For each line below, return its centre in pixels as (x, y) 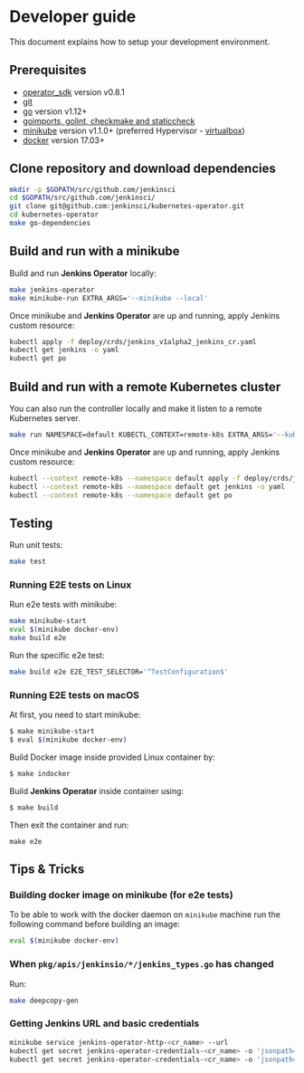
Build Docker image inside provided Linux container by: (112, 757)
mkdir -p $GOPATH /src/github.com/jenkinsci (93, 189)
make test (28, 562)
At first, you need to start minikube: (75, 715)
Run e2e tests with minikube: (63, 605)
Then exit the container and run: (69, 825)
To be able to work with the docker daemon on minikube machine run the (145, 915)
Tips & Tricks (47, 870)
